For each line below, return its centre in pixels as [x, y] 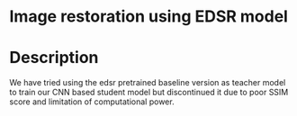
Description [54, 58]
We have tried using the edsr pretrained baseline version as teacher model [148, 83]
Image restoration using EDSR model [148, 17]
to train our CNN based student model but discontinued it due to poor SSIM [149, 93]
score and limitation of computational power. [92, 102]
